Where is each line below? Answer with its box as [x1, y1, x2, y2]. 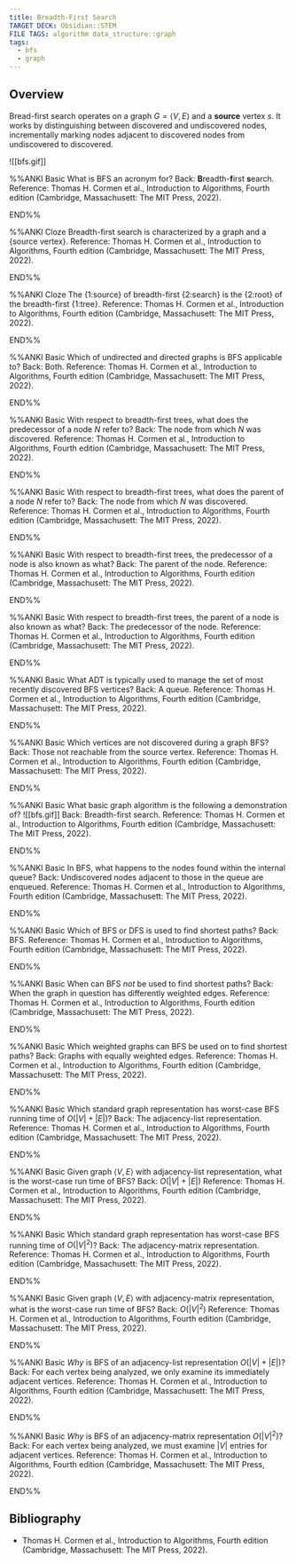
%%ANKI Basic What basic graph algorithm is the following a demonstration [9, 799, 288, 810]
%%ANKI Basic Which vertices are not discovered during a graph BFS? [9, 737, 269, 748]
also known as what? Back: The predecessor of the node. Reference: [9, 621, 261, 632]
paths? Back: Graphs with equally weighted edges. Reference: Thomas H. [9, 1050, 278, 1061]
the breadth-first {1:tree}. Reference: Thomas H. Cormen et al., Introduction [9, 298, 284, 309]
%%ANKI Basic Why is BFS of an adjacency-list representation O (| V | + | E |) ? [9, 1357, 286, 1368]
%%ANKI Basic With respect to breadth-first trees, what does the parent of [9, 486, 284, 497]
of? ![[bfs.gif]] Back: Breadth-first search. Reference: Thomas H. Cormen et [9, 809, 285, 820]
